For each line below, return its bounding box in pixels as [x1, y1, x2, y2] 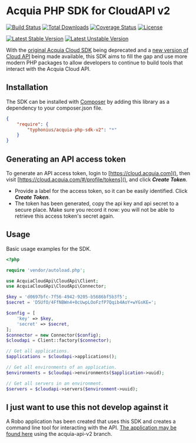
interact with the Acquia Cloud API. [6, 65, 91, 72]
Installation [6, 83, 48, 93]
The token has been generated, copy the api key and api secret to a [14, 199, 179, 207]
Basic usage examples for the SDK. [6, 245, 91, 252]
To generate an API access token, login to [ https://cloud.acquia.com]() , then [6, 169, 191, 176]
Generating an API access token [6, 154, 126, 164]
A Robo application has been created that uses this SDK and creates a [6, 418, 176, 425]
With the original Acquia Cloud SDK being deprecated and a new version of [6, 46, 189, 54]
